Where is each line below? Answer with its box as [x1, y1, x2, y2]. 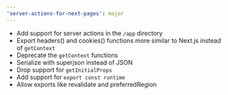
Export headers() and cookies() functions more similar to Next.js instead [16, 36, 222, 45]
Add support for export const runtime [16, 73, 125, 81]
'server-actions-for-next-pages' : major [6, 10, 125, 17]
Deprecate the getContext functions [16, 51, 118, 59]
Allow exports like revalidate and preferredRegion [16, 80, 157, 88]
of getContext [16, 43, 56, 52]
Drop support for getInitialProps [16, 65, 112, 74]
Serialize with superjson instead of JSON [16, 58, 133, 66]
